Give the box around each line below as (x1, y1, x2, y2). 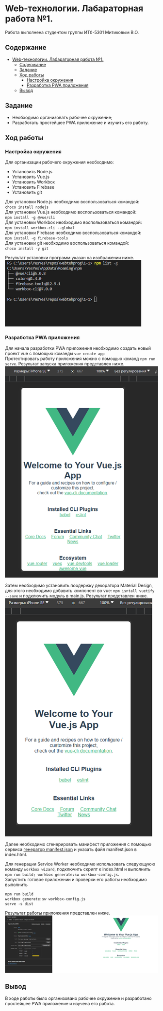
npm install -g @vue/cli (5, 215, 55, 220)
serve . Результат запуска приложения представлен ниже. (5, 361, 125, 366)
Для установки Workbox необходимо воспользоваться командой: (5, 219, 142, 225)
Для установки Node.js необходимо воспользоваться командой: (5, 199, 140, 205)
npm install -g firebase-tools (5, 236, 68, 241)
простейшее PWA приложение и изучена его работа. (5, 1000, 115, 1006)
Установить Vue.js (12, 174, 50, 180)
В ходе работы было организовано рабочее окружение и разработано (5, 995, 152, 1001)
